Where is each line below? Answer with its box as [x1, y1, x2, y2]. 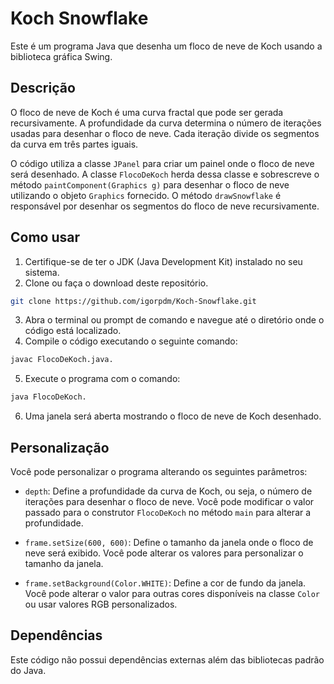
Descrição [10, 80, 76, 97]
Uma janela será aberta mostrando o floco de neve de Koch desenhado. [24, 410, 322, 422]
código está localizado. [24, 325, 122, 337]
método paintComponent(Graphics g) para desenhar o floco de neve [10, 178, 290, 191]
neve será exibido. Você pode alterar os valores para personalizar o [24, 547, 304, 559]
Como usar [10, 229, 81, 246]
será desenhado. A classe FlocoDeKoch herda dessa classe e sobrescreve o [10, 168, 320, 180]
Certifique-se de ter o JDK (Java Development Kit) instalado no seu [24, 255, 303, 267]
